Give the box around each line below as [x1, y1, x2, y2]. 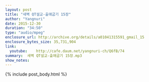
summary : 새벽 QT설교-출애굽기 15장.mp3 [5, 53, 82, 58]
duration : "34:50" [5, 26, 43, 31]
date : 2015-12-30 [5, 21, 41, 26]
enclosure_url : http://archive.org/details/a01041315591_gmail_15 [5, 35, 145, 40]
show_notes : [5, 58, 30, 63]
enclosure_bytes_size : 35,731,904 [5, 40, 76, 44]
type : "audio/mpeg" [5, 30, 45, 35]
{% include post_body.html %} [5, 71, 68, 77]
